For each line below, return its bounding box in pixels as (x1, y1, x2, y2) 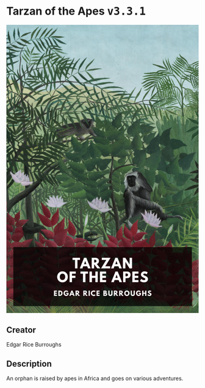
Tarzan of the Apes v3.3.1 (6, 4, 146, 18)
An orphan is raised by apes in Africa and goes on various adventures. (6, 375, 184, 382)
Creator (6, 325, 37, 336)
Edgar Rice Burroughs (6, 341, 62, 348)
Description (6, 358, 52, 369)
